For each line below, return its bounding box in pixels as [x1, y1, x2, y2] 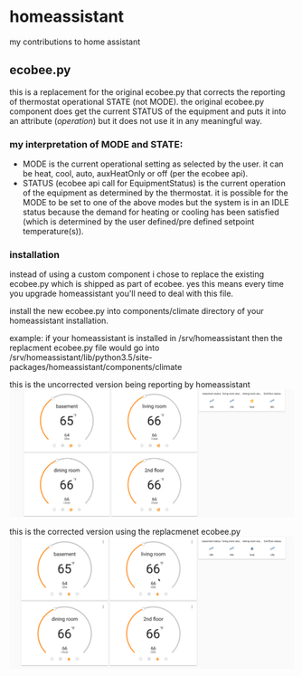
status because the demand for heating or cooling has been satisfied [22, 206, 280, 218]
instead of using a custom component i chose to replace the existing [9, 269, 265, 280]
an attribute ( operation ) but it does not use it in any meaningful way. [9, 115, 262, 126]
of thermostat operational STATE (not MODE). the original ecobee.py [9, 96, 265, 107]
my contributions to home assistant [9, 36, 141, 47]
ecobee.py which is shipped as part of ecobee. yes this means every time [9, 279, 285, 290]
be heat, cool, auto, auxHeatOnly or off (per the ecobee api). [22, 168, 249, 179]
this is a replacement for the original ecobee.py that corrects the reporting [9, 86, 286, 97]
